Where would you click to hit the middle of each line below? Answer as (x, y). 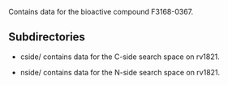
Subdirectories (47, 37)
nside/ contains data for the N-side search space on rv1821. (120, 72)
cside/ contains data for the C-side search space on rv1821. (120, 57)
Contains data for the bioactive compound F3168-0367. (101, 12)
